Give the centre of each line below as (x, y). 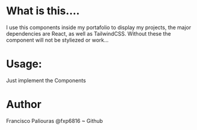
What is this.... (43, 11)
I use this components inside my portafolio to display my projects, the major (99, 27)
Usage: (24, 64)
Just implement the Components (46, 80)
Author (24, 104)
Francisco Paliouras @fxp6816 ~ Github (55, 121)
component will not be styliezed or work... (57, 40)
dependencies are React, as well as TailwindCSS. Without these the (88, 33)
